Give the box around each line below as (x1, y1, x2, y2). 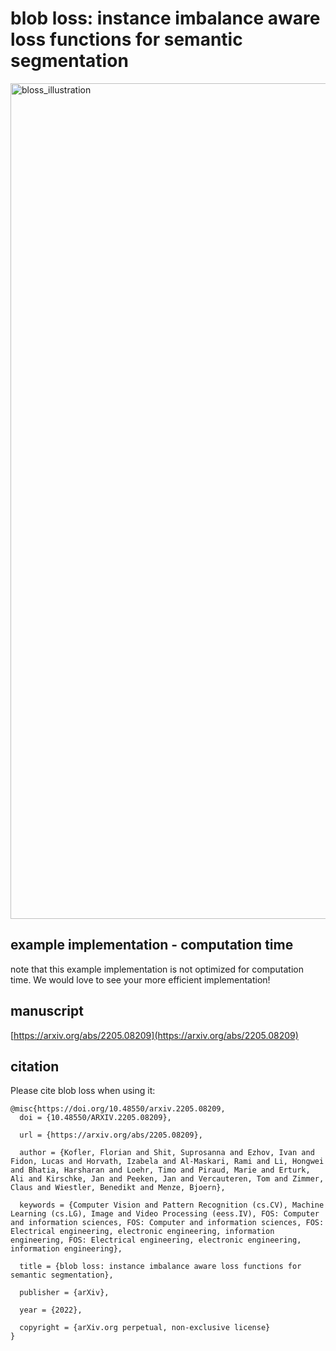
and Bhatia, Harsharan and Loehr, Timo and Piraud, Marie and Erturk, (10, 1165, 311, 1176)
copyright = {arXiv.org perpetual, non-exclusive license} (19, 1323, 271, 1333)
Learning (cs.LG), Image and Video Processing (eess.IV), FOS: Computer (10, 1209, 320, 1219)
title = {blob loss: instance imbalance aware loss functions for (19, 1262, 302, 1272)
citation (10, 1058, 60, 1075)
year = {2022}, (19, 1305, 83, 1316)
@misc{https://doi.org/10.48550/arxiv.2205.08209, (10, 1104, 226, 1114)
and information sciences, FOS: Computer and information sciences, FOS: (10, 1218, 325, 1228)
